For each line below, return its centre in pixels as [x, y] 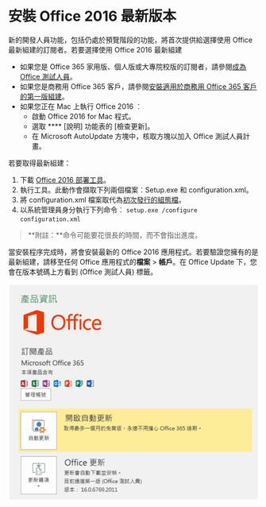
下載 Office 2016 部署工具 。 [65, 180]
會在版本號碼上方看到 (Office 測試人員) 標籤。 [83, 272]
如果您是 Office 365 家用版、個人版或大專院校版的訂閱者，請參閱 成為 [133, 66]
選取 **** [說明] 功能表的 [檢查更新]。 [93, 126]
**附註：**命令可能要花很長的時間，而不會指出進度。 [115, 234]
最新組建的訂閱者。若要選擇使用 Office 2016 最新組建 [95, 49]
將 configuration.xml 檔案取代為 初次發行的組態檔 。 [102, 199]
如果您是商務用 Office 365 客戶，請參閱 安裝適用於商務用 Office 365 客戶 [138, 86]
